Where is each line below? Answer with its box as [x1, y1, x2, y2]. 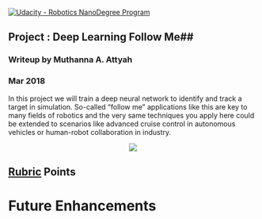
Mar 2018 [8, 75, 46, 86]
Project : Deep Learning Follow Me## [8, 30, 194, 44]
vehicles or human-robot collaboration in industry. [8, 127, 172, 136]
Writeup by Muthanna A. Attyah [8, 54, 133, 65]
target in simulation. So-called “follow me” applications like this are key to [8, 102, 248, 111]
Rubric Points [8, 165, 77, 179]
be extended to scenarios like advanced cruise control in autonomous [8, 119, 236, 129]
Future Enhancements [8, 197, 157, 215]
